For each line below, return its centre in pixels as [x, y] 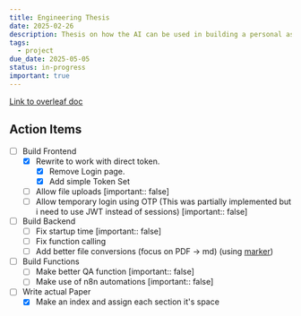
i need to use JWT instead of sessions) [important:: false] [142, 211]
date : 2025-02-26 [42, 26]
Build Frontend [49, 151]
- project [35, 51]
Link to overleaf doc [46, 101]
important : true [39, 76]
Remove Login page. [87, 171]
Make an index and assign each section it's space [127, 302]
